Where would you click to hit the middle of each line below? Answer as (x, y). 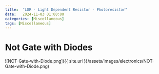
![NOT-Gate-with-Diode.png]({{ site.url (44, 61)
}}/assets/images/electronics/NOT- (119, 61)
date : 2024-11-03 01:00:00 (35, 14)
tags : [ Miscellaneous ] (28, 23)
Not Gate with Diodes (49, 48)
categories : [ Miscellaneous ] (35, 19)
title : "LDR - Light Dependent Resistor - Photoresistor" (66, 10)
